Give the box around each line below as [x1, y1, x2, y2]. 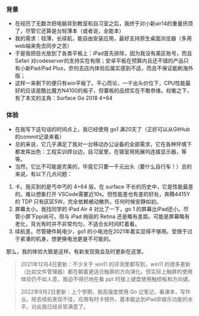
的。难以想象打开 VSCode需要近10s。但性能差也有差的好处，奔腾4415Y [14, 190, 190, 197]
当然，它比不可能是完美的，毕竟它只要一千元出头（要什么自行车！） [14, 163, 182, 170]
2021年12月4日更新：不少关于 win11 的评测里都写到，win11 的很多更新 [20, 261, 191, 268]
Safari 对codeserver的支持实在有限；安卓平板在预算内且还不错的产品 [14, 57, 184, 64]
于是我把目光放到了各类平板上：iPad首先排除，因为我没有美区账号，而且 [14, 49, 192, 57]
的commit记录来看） [14, 133, 65, 140]
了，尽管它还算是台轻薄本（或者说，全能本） [14, 27, 125, 35]
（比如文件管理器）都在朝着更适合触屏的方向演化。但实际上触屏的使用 [20, 268, 193, 275]
